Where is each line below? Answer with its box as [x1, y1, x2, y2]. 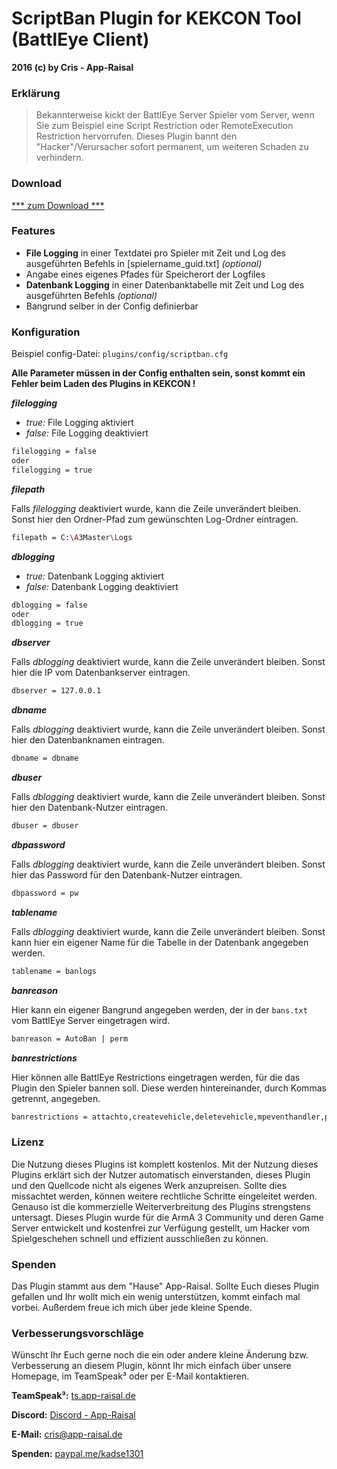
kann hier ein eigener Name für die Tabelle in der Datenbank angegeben [11, 936, 309, 948]
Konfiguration [11, 325, 81, 339]
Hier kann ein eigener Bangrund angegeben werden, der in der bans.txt [11, 1003, 308, 1016]
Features [11, 224, 56, 238]
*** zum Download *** [11, 199, 105, 211]
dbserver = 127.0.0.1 [11, 686, 102, 696]
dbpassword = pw [11, 888, 79, 898]
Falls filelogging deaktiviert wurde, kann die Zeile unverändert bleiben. [11, 502, 302, 514]
